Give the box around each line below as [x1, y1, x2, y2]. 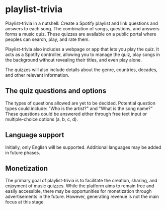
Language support [5, 131, 64, 139]
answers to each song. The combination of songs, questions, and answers [5, 25, 160, 31]
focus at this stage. [5, 199, 45, 205]
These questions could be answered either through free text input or [5, 111, 147, 117]
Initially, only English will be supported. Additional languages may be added [5, 144, 161, 150]
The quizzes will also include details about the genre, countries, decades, [5, 67, 157, 73]
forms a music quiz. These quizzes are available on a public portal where [5, 31, 157, 37]
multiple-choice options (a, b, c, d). [5, 116, 78, 122]
